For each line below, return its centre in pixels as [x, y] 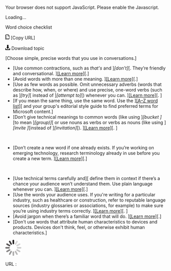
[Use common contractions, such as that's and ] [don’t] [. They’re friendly [89, 68]
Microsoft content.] [33, 111]
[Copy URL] [23, 38]
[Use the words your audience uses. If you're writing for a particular [84, 195]
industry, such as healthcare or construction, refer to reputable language [89, 200]
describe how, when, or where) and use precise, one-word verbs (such [87, 90]
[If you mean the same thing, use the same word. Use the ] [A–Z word [85, 101]
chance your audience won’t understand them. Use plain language [83, 184]
